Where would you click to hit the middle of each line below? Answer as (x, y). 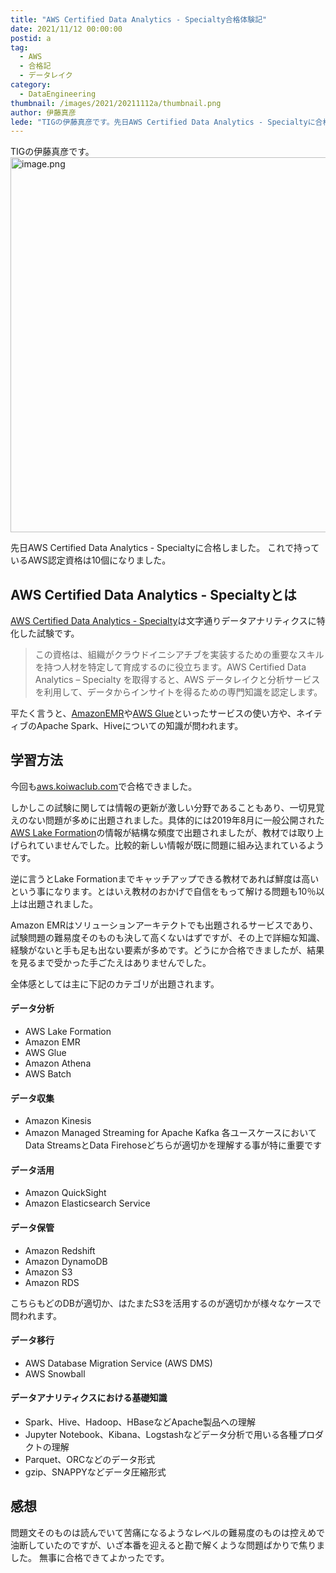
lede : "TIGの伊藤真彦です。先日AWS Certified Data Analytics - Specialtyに (163, 122)
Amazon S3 (48, 1272)
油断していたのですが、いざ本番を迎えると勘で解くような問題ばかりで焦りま (168, 1545)
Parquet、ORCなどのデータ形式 (90, 1460)
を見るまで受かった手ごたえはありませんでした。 (111, 962)
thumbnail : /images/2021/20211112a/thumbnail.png (116, 103)
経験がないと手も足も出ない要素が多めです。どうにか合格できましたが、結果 (167, 950)
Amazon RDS (52, 1282)
